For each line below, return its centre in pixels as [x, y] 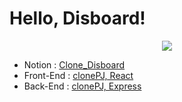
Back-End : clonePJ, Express [82, 86]
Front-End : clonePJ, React [78, 75]
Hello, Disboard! [77, 18]
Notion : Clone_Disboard [74, 64]
